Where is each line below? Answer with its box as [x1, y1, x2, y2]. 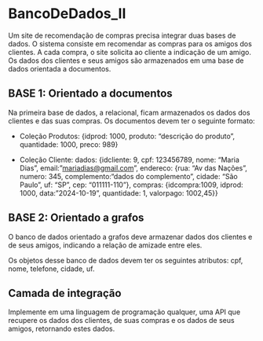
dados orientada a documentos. [8, 64, 111, 73]
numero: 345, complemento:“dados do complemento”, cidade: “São [19, 171, 238, 181]
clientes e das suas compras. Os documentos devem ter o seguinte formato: [8, 115, 255, 126]
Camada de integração [8, 286, 122, 299]
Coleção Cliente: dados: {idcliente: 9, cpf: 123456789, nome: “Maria [19, 155, 239, 164]
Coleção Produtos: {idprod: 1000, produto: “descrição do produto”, [19, 131, 236, 141]
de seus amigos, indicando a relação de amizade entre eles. [8, 240, 203, 250]
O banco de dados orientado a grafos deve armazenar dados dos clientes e [8, 232, 253, 241]
